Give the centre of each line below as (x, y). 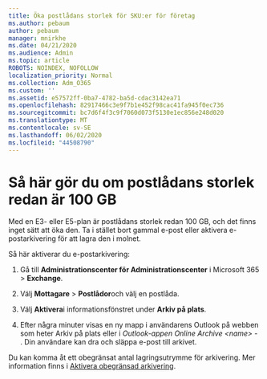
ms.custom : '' (32, 90)
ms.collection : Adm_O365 (50, 83)
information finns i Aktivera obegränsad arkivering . (92, 366)
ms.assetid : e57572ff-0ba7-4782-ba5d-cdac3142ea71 (95, 98)
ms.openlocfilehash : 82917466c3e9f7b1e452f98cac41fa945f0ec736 (116, 105)
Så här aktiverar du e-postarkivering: (69, 255)
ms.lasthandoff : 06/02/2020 (55, 135)
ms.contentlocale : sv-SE (50, 128)
